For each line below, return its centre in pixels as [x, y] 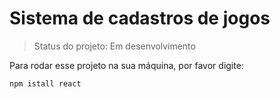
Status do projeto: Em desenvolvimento [114, 46]
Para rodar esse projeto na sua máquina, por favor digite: [126, 65]
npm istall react [45, 83]
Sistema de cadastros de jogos [140, 18]
